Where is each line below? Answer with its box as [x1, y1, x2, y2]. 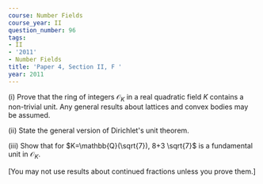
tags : [8, 33, 26, 42]
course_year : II [8, 19, 62, 27]
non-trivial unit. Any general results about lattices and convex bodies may [8, 102, 249, 111]
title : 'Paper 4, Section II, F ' [8, 63, 123, 71]
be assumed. [8, 111, 51, 120]
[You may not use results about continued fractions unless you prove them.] [8, 167, 256, 176]
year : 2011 [8, 70, 44, 78]
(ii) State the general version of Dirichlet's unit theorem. [8, 126, 190, 135]
